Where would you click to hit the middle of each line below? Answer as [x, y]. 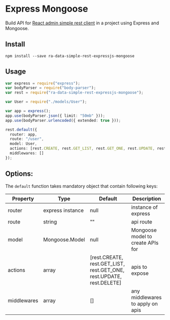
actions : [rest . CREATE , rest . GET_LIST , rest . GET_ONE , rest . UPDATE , [82, 149]
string [50, 221]
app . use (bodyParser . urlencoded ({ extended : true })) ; [63, 120]
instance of [145, 207]
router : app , [24, 134]
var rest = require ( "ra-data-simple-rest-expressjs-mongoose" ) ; [74, 93]
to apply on [145, 304]
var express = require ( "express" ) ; [43, 83]
